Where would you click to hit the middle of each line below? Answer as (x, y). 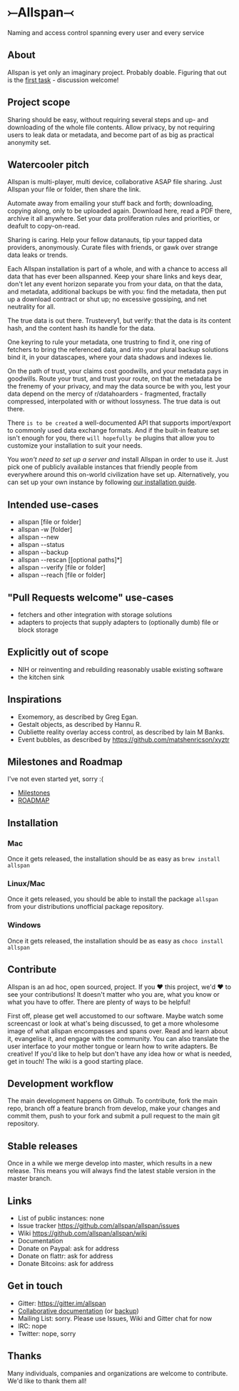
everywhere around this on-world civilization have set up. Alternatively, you (118, 475)
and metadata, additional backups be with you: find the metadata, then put (117, 292)
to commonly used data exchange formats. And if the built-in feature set (113, 431)
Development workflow (61, 1084)
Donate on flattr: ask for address (65, 1256)
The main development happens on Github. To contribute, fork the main (112, 1101)
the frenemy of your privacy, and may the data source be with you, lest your (119, 386)
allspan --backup (43, 552)
